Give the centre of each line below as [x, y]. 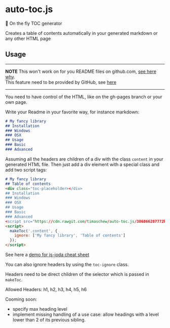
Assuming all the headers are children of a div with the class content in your [84, 159]
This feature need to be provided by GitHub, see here [61, 82]
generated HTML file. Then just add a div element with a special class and [82, 164]
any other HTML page [28, 38]
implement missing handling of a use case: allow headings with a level [86, 314]
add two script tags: [26, 170]
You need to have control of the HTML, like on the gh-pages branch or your [84, 97]
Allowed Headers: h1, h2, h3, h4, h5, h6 [46, 289]
